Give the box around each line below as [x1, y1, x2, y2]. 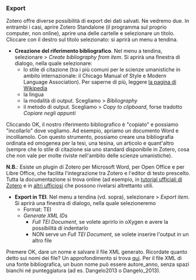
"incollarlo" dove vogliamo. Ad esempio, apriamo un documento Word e [6, 127, 179, 134]
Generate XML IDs [23, 212, 68, 219]
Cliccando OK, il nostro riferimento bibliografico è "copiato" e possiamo [6, 121, 178, 128]
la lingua [23, 91, 44, 98]
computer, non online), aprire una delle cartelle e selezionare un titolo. [6, 30, 175, 37]
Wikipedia [23, 85, 48, 92]
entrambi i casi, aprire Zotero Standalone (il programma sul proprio [6, 23, 167, 30]
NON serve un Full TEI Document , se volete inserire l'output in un [32, 231, 189, 238]
